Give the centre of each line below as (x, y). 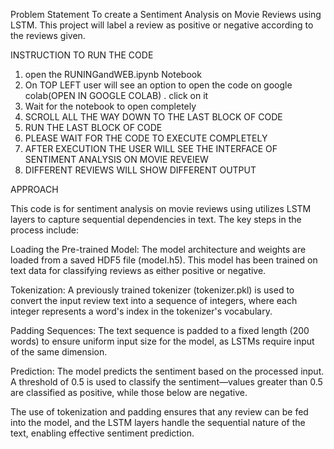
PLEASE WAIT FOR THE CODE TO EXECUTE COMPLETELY (146, 138)
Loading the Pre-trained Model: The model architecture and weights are (158, 249)
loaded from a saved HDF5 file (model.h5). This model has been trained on (164, 260)
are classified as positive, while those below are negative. (129, 392)
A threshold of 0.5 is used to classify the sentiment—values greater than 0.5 (166, 382)
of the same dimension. (59, 352)
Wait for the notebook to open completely (110, 106)
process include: (44, 230)
